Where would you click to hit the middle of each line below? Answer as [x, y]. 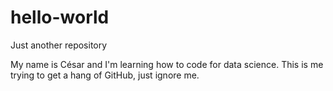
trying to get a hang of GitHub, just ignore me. [105, 75]
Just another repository [59, 45]
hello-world [60, 17]
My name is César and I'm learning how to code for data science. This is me [167, 64]
